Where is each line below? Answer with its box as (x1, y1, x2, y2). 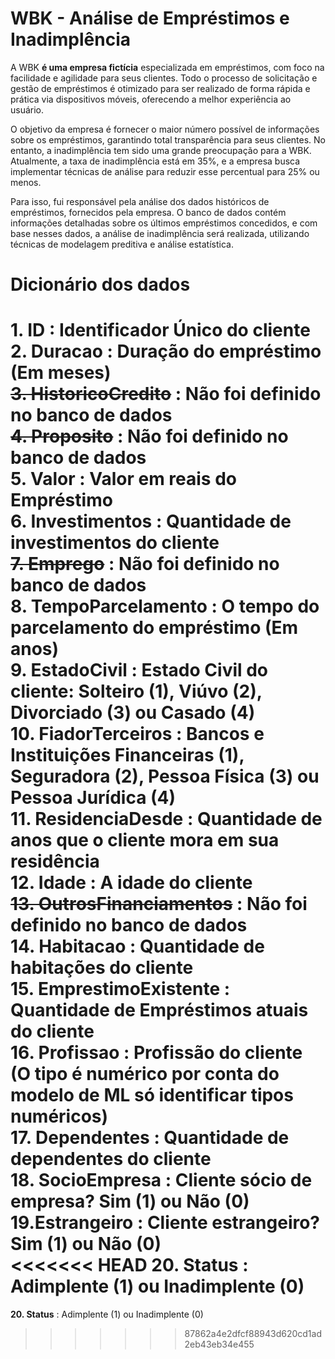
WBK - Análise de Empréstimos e (10, 7, 290, 30)
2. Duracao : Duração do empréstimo (10, 340, 322, 363)
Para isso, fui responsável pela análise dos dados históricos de (10, 195, 270, 207)
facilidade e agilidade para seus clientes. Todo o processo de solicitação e (10, 72, 318, 84)
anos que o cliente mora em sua (10, 829, 280, 852)
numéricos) (10, 1105, 109, 1128)
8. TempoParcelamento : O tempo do (10, 595, 320, 618)
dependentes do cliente (10, 1148, 212, 1171)
